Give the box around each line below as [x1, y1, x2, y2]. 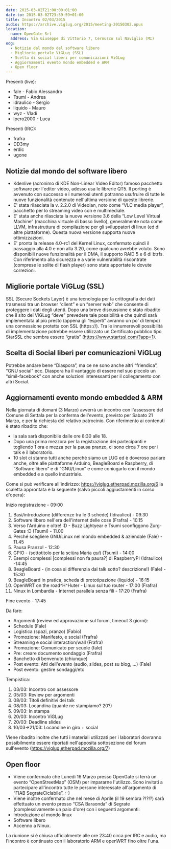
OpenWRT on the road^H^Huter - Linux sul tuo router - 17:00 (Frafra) [13, 582, 158, 589]
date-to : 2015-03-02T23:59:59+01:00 [6, 12, 84, 17]
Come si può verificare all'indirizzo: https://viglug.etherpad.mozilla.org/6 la [6, 481, 163, 487]
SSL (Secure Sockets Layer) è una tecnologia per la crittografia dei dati [6, 295, 155, 302]
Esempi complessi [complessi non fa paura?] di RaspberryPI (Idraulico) [13, 555, 163, 561]
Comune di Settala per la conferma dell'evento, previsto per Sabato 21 [6, 412, 153, 419]
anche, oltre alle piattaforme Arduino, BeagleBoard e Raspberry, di [13, 460, 153, 466]
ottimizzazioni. [13, 234, 44, 241]
